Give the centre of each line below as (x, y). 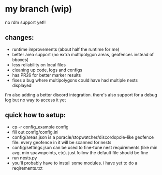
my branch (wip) (39, 9)
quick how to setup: (36, 115)
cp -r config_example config (40, 127)
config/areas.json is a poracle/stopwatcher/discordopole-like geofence (83, 137)
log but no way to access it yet (36, 100)
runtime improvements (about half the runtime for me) (66, 49)
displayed (22, 85)
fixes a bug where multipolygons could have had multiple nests (75, 80)
